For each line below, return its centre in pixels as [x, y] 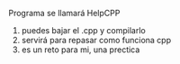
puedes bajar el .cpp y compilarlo [83, 30]
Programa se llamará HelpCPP [64, 13]
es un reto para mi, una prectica [81, 50]
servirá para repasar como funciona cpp [96, 40]
